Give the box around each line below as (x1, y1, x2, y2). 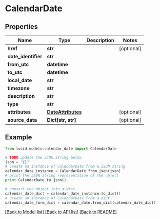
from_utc (7, 61, 29, 67)
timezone (7, 85, 30, 91)
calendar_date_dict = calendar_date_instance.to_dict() (5, 191, 121, 196)
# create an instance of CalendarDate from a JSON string (5, 164, 125, 169)
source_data (7, 117, 38, 123)
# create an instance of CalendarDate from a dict (5, 196, 110, 200)
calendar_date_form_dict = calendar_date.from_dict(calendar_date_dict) (5, 200, 156, 205)
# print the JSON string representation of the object (5, 173, 119, 178)
